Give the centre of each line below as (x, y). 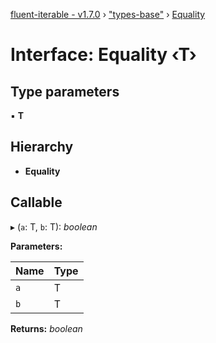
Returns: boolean (46, 328)
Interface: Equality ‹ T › (103, 55)
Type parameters (65, 91)
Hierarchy (42, 147)
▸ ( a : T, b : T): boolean (54, 226)
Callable (36, 202)
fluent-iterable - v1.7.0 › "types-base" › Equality (108, 14)
